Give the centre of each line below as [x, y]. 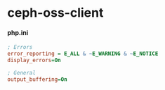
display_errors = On [34, 61]
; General [22, 73]
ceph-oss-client [55, 13]
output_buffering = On [38, 79]
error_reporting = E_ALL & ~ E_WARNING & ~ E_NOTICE [83, 54]
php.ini [18, 32]
